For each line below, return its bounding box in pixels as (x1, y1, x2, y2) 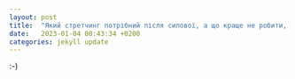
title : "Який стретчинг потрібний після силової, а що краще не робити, (9, 21, 288, 30)
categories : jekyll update (9, 37, 109, 47)
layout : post (9, 12, 58, 22)
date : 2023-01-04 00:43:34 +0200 (9, 29, 141, 38)
